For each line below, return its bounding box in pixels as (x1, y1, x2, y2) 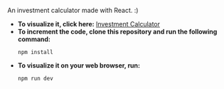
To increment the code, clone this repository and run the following (17, 28, 218, 36)
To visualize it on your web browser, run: (17, 61, 141, 70)
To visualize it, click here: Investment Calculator (17, 20, 161, 28)
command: (17, 35, 51, 43)
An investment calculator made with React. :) (7, 6, 139, 14)
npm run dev (17, 75, 53, 82)
